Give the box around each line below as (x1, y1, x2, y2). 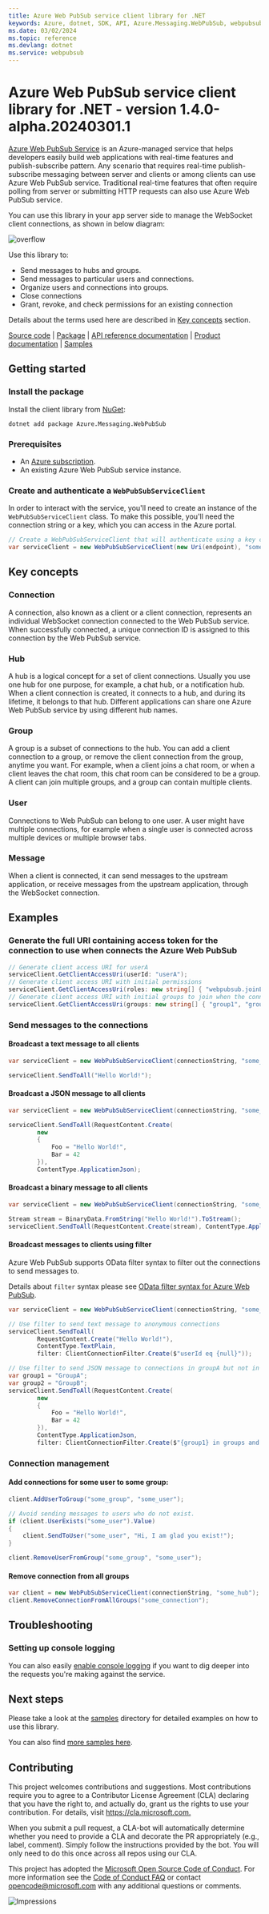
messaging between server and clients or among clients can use (42, 169, 256, 179)
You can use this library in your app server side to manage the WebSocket (8, 210, 253, 220)
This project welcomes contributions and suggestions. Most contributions (8, 1782, 251, 1792)
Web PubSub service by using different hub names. (8, 705, 179, 715)
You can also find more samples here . (8, 1738, 134, 1747)
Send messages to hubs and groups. (19, 265, 142, 275)
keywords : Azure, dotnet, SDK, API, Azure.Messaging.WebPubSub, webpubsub (8, 19, 263, 27)
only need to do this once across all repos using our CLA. (8, 1848, 198, 1858)
